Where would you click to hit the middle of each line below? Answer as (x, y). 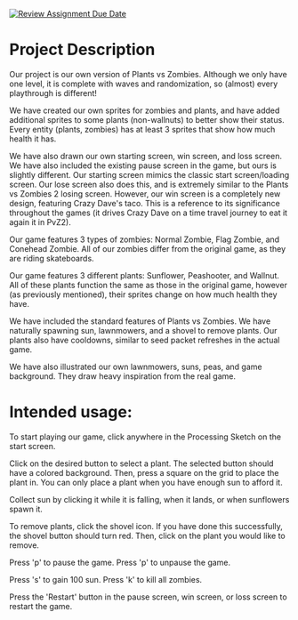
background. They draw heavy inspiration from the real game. (122, 376)
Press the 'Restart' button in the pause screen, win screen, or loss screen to (148, 597)
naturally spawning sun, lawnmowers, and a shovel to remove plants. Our (143, 330)
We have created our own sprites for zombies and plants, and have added (145, 110)
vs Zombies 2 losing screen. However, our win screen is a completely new (145, 193)
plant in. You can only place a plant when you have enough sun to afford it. (146, 482)
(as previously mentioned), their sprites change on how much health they (143, 294)
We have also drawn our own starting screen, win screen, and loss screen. (146, 156)
